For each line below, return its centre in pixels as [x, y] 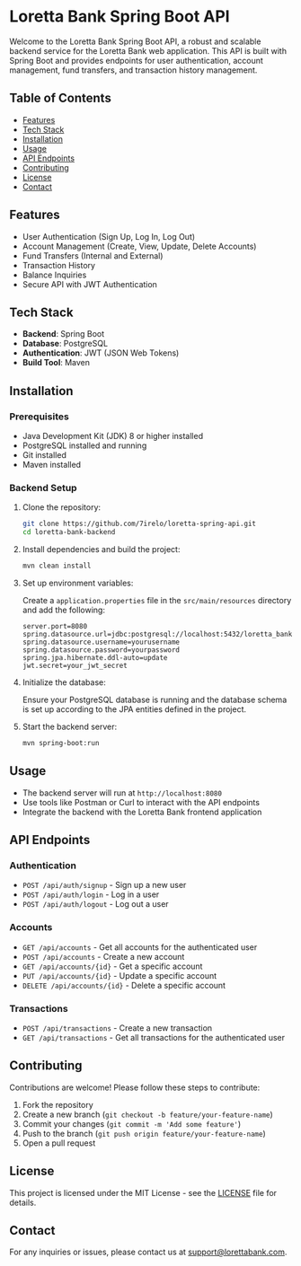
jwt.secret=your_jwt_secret [75, 665]
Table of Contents [61, 98]
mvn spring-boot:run [61, 743]
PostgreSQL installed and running [84, 445]
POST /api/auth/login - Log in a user [91, 894]
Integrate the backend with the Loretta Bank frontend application [142, 812]
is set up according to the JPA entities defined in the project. [134, 709]
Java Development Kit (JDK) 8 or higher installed [113, 436]
